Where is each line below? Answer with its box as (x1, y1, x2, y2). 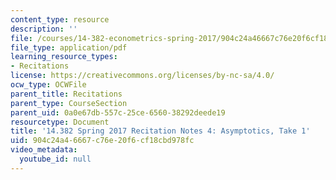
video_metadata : (10, 145, 78, 155)
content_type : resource (10, 14, 110, 25)
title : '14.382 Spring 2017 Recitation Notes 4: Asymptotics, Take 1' (10, 126, 311, 136)
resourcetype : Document (10, 117, 110, 127)
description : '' (10, 24, 78, 34)
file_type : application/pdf (10, 42, 128, 53)
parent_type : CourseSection (10, 98, 128, 108)
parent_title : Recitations (10, 89, 123, 99)
